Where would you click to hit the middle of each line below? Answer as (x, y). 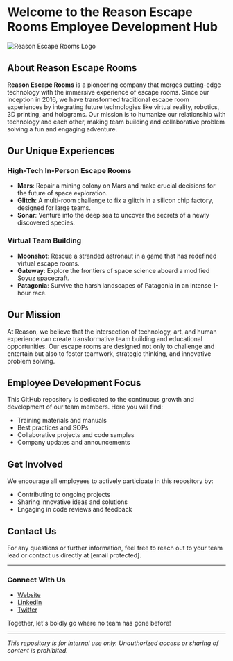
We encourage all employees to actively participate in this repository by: (110, 481)
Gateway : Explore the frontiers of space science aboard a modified (113, 270)
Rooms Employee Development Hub (113, 27)
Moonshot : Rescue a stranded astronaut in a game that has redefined (117, 256)
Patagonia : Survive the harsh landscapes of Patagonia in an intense (114, 285)
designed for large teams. (54, 208)
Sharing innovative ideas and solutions (72, 502)
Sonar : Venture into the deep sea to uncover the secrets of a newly (113, 215)
